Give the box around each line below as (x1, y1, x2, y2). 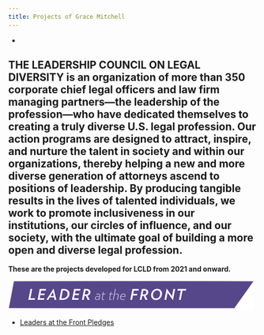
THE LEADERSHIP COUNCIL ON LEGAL (8, 58, 202, 72)
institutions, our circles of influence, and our (8, 219, 232, 232)
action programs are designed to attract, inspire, (8, 133, 251, 146)
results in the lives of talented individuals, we (8, 194, 236, 208)
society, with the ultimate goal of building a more (8, 231, 255, 245)
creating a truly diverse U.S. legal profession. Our (8, 120, 257, 134)
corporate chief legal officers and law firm (8, 83, 220, 96)
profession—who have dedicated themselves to (8, 107, 249, 122)
